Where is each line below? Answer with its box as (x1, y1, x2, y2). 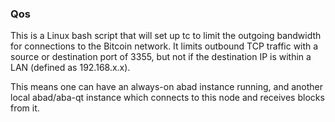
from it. (10, 102, 40, 114)
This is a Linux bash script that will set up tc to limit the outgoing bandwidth (10, 30, 322, 42)
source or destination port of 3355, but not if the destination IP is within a (10, 51, 312, 63)
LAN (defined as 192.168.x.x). (10, 62, 131, 74)
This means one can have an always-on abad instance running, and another (10, 81, 324, 93)
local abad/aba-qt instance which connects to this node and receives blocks (10, 92, 325, 104)
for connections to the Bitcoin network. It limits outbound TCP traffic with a (10, 40, 319, 52)
